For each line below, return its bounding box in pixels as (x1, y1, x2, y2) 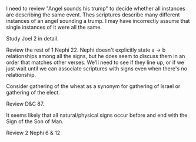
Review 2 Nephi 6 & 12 (6, 129, 61, 136)
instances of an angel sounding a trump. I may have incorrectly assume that (6, 18, 190, 24)
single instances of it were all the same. (6, 23, 102, 31)
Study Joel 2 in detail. (6, 35, 59, 42)
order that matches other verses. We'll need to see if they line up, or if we (6, 59, 184, 66)
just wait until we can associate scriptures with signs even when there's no (6, 65, 187, 72)
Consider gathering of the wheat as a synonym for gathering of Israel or (6, 83, 181, 90)
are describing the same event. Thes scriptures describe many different (6, 11, 180, 18)
